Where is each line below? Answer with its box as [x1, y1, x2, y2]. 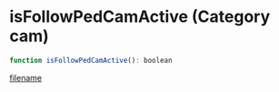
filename [9, 72, 43, 83]
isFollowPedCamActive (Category [9, 6, 271, 27]
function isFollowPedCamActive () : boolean [9, 56, 173, 65]
